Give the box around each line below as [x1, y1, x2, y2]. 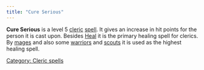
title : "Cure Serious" [6, 9, 64, 15]
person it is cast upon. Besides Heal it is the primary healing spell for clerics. [6, 32, 199, 40]
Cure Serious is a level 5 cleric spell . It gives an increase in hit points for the [6, 26, 197, 33]
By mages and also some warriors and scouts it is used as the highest [6, 38, 181, 46]
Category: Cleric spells [6, 57, 64, 64]
